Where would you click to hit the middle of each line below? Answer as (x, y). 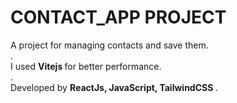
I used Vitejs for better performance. (86, 66)
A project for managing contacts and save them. (109, 45)
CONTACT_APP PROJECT (118, 17)
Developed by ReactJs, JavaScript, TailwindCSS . (114, 87)
